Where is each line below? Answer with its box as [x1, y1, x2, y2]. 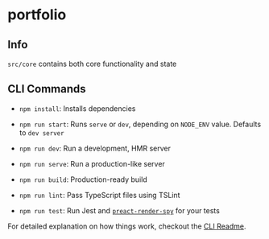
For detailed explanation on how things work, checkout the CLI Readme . [7, 221, 246, 231]
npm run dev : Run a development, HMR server [19, 143, 171, 153]
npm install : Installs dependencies [19, 103, 136, 113]
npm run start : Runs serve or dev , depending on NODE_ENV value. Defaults [19, 119, 262, 129]
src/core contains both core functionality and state [7, 59, 177, 68]
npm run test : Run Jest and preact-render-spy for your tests [19, 205, 221, 215]
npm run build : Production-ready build [19, 175, 147, 184]
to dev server [19, 127, 65, 138]
